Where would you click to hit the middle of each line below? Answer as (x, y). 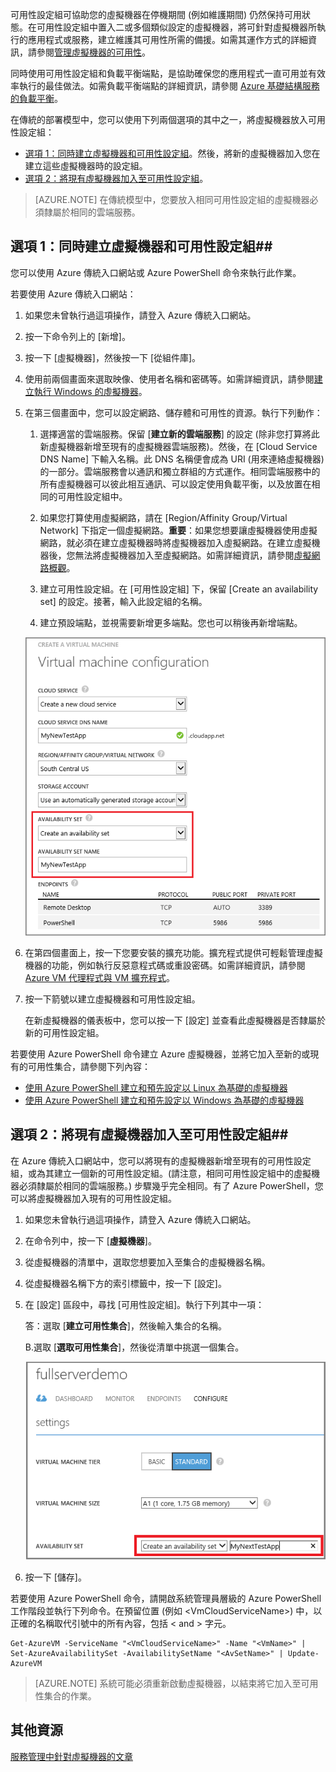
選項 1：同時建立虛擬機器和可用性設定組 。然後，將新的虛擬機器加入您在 (172, 153)
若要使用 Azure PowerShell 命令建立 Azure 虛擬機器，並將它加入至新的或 (160, 1054)
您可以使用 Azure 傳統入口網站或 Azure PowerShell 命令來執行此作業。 (156, 272)
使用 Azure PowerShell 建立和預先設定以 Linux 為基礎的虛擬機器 (156, 1087)
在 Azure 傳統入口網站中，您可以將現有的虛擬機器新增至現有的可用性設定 (161, 1160)
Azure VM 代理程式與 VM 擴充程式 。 (100, 977)
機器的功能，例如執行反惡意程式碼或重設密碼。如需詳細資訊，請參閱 (165, 965)
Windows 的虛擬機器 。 (100, 391)
